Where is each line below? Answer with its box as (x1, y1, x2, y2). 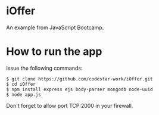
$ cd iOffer (6, 81, 36, 87)
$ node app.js (6, 91, 42, 98)
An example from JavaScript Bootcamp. (6, 24, 104, 31)
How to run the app (6, 45, 102, 58)
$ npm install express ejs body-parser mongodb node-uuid (6, 86, 153, 92)
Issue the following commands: (6, 64, 83, 72)
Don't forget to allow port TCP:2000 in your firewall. (6, 102, 133, 109)
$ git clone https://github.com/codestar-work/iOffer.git (6, 76, 153, 82)
